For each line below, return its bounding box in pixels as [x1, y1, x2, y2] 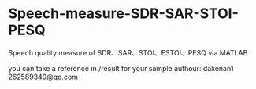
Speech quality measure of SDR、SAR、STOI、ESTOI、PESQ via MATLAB [8, 48, 248, 57]
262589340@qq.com [8, 72, 79, 81]
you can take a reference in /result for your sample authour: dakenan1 [8, 63, 234, 73]
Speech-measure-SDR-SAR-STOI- [8, 5, 239, 23]
